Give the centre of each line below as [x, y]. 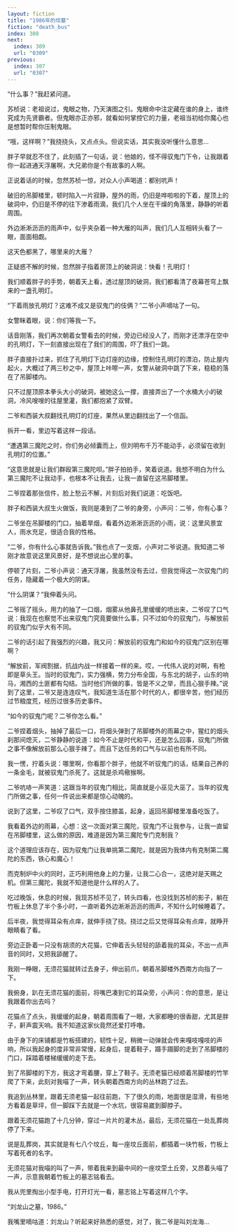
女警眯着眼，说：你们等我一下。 [53, 320]
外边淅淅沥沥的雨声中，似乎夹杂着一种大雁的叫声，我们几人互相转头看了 [112, 228]
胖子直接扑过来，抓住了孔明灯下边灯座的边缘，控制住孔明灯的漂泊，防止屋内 [118, 359]
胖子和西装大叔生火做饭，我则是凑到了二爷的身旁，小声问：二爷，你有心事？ [118, 507]
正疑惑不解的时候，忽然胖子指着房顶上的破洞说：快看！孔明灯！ [99, 266]
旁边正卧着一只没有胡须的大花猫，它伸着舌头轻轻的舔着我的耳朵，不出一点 [115, 944]
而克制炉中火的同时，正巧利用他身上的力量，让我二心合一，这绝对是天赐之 [115, 873]
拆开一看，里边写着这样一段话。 [53, 430]
